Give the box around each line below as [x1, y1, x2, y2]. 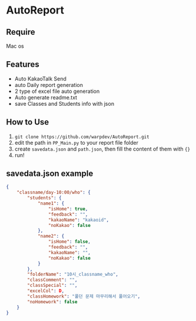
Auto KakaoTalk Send [14, 75, 67, 82]
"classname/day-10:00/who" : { [16, 189, 91, 196]
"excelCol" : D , [27, 288, 65, 294]
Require [6, 27, 35, 37]
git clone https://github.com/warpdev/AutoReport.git [14, 133, 150, 140]
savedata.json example [6, 169, 94, 179]
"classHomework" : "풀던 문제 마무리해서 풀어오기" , [27, 293, 141, 299]
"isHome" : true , [48, 206, 88, 212]
